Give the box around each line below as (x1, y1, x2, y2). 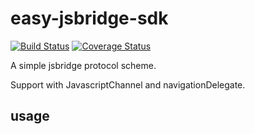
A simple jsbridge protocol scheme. (10, 59, 157, 71)
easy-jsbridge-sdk (10, 7, 169, 30)
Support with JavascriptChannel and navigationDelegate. (10, 78, 246, 91)
